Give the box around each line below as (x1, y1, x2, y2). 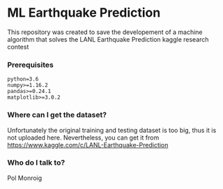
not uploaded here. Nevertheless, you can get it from (7, 133, 160, 142)
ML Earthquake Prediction (7, 5, 161, 21)
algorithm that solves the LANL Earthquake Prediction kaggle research (7, 35, 209, 43)
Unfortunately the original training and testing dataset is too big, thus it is (7, 126, 217, 134)
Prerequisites (7, 60, 54, 69)
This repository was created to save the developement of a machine (7, 28, 203, 36)
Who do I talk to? (7, 158, 66, 167)
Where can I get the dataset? (7, 110, 107, 120)
